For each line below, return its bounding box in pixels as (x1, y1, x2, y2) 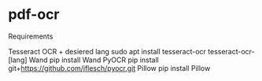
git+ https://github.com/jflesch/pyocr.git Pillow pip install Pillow (8, 63, 211, 72)
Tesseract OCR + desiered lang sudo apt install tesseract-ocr (8, 46, 207, 56)
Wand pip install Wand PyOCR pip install (28, 55, 159, 64)
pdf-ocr (8, 6, 61, 24)
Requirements (8, 31, 54, 41)
